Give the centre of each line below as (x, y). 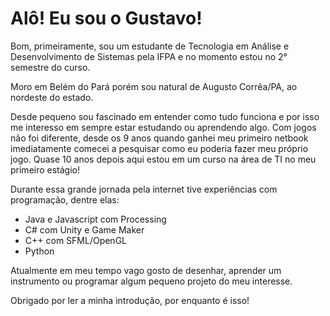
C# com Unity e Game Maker (84, 229)
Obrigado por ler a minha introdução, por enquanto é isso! (130, 300)
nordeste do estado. (52, 97)
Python (39, 251)
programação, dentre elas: (65, 199)
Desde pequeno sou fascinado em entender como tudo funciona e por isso (165, 116)
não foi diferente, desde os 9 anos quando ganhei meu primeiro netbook (159, 138)
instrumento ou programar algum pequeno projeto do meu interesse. (151, 281)
